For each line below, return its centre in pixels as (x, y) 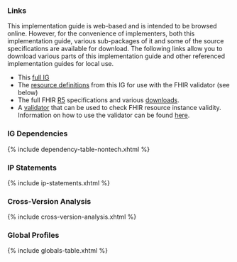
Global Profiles (33, 235)
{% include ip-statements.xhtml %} (59, 182)
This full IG (33, 77)
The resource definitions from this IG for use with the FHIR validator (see (123, 85)
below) (28, 93)
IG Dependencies (38, 133)
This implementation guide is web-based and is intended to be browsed (112, 26)
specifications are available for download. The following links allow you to (115, 49)
